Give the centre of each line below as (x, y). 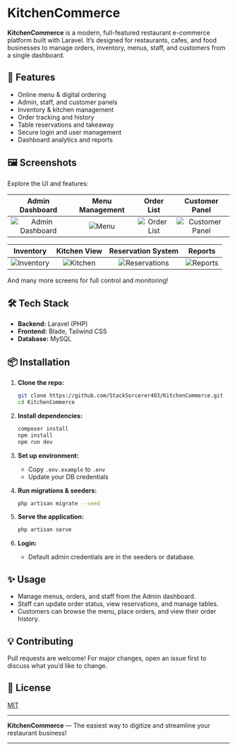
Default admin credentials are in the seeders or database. (111, 557)
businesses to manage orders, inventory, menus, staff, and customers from (116, 47)
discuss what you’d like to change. (57, 665)
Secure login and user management (69, 132)
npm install (35, 435)
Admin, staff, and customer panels (67, 102)
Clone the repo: (41, 383)
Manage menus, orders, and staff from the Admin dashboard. (107, 597)
